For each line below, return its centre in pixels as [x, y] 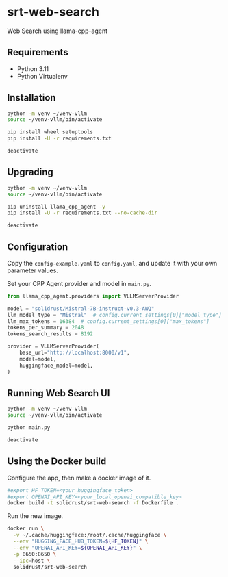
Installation [31, 98]
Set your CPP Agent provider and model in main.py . [79, 283]
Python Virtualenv [42, 76]
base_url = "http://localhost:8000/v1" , [75, 353]
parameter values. [33, 270]
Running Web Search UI [59, 393]
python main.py [29, 428]
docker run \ [26, 529]
